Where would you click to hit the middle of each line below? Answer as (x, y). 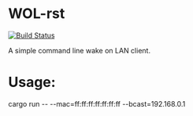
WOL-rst (37, 14)
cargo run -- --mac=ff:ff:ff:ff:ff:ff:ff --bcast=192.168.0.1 (97, 103)
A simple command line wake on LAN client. (80, 50)
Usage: (32, 82)
